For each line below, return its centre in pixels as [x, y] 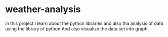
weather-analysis [43, 9]
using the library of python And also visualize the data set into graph [76, 28]
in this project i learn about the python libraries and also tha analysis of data [84, 23]
